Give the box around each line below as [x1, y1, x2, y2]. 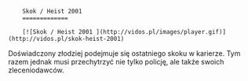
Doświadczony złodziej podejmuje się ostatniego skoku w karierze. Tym [8, 49, 241, 58]
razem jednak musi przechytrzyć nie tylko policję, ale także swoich [8, 57, 224, 66]
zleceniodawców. [8, 65, 64, 75]
